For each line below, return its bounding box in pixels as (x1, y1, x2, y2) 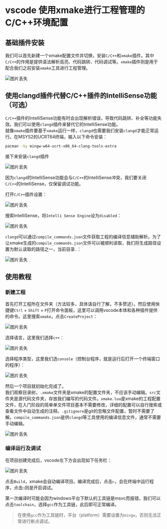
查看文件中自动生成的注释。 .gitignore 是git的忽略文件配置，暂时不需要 (5, 408, 151, 414)
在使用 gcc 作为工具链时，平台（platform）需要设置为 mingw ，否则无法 (17, 512, 158, 518)
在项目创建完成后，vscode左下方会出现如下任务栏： (5, 457, 112, 463)
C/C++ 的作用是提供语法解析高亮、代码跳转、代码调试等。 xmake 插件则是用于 (5, 59, 158, 65)
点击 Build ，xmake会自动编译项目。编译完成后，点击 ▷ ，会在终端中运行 (5, 478, 150, 484)
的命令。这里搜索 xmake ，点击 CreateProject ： (5, 313, 98, 319)
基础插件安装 (5, 38, 45, 47)
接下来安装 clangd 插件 (5, 153, 49, 159)
